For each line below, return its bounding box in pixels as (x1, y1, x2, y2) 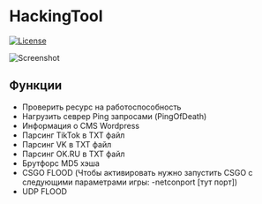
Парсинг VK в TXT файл (21, 139, 112, 149)
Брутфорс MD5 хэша (21, 157, 100, 169)
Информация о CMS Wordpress (21, 120, 139, 131)
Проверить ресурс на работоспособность (21, 102, 182, 112)
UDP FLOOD (21, 185, 68, 196)
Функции (9, 78, 63, 94)
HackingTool (9, 6, 103, 26)
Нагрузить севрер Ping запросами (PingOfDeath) (21, 110, 207, 121)
